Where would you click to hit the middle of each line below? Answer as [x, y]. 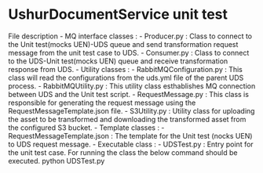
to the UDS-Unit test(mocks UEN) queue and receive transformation [118, 61]
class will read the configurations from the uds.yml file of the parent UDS [126, 77]
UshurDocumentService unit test [118, 14]
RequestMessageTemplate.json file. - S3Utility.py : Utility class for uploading [131, 110]
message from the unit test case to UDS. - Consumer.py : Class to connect [129, 52]
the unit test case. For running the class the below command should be [123, 152]
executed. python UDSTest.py [57, 160]
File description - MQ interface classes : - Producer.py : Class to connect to [130, 36]
